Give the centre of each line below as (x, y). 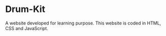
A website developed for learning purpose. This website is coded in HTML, (83, 23)
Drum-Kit (25, 9)
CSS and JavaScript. (27, 28)
